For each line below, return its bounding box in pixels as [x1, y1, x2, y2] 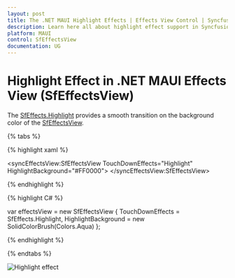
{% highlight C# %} [7, 193, 64, 202]
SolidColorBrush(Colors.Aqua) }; [7, 222, 101, 230]
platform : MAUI [7, 29, 52, 37]
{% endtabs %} [7, 249, 52, 258]
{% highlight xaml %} [7, 145, 69, 154]
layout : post [7, 10, 45, 18]
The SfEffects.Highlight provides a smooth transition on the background [7, 111, 215, 119]
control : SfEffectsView [7, 36, 77, 43]
